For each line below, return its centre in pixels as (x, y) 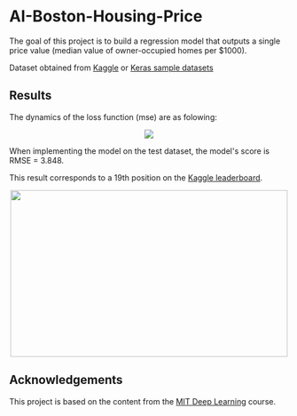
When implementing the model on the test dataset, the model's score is (140, 151)
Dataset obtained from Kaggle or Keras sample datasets (112, 68)
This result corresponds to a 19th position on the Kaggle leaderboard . (136, 177)
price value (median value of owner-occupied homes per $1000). (128, 50)
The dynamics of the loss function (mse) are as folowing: (113, 116)
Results (31, 96)
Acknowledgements (66, 380)
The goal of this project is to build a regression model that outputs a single (145, 41)
